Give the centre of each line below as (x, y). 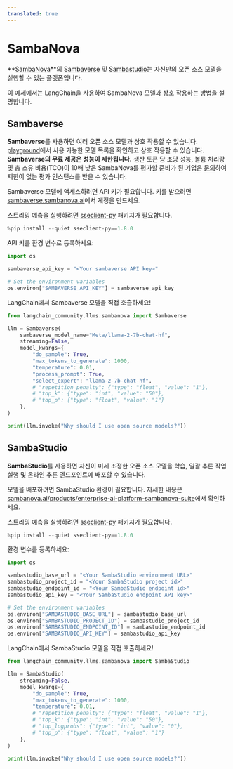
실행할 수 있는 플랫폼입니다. (45, 77)
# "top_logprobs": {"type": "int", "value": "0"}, (108, 727)
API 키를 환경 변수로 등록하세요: (51, 243)
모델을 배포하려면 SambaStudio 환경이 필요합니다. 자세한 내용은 (95, 489)
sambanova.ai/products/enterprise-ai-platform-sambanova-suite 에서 (107, 498)
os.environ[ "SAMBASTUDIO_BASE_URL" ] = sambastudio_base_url (97, 614)
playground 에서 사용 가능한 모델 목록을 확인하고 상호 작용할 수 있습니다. (106, 150)
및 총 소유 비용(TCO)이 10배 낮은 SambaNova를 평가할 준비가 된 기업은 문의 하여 (117, 168)
